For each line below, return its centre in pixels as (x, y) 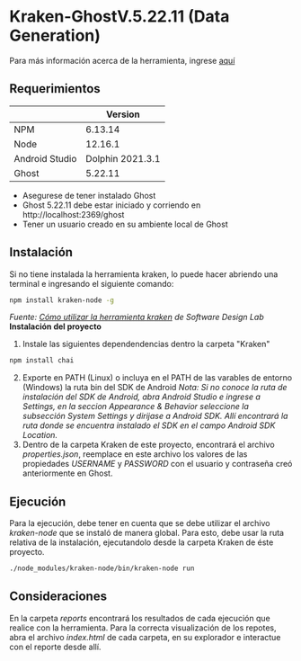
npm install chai (42, 361)
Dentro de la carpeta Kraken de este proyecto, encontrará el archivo (149, 445)
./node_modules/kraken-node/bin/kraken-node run (102, 568)
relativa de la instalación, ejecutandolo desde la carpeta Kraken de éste (142, 542)
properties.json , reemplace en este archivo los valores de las (135, 454)
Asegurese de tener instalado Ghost (89, 195)
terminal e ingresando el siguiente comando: (92, 283)
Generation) (55, 36)
